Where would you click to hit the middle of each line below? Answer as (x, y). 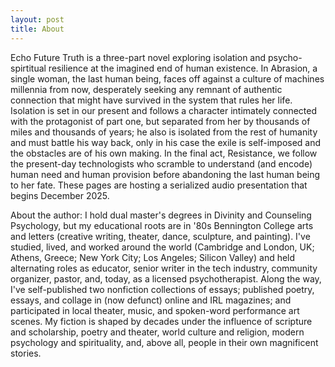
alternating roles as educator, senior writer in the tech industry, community (164, 268)
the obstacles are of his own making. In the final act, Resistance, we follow (164, 153)
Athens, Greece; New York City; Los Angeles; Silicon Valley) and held (153, 257)
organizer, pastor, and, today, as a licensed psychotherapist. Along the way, (166, 278)
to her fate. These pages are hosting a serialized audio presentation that (159, 185)
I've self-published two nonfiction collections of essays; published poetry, (162, 289)
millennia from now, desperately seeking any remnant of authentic (146, 89)
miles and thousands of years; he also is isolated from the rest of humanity (164, 132)
